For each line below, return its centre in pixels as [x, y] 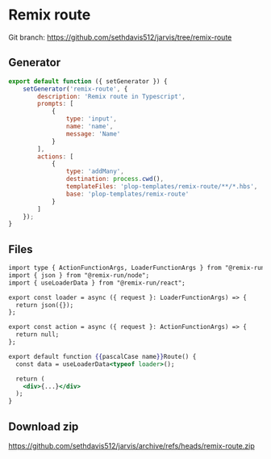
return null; [38, 335]
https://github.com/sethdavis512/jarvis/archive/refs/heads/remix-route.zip [132, 446]
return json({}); [45, 305]
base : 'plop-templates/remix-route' [127, 194]
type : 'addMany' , [95, 171]
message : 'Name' [93, 134]
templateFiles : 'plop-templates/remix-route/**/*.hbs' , [162, 187]
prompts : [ [56, 104]
